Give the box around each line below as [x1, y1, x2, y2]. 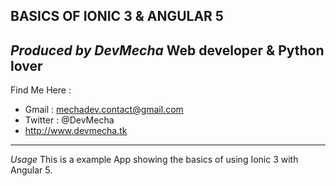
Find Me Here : [10, 84, 72, 96]
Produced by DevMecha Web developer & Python [10, 42, 325, 59]
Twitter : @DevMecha [24, 114, 115, 126]
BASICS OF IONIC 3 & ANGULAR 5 [10, 8, 224, 25]
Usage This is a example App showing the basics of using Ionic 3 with [10, 154, 299, 166]
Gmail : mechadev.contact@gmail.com [24, 104, 184, 116]
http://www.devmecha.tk [24, 125, 128, 137]
